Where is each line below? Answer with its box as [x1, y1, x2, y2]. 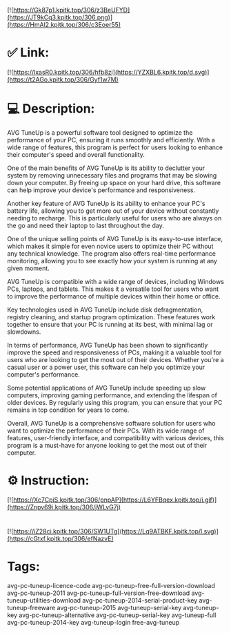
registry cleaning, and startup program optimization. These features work [7, 312, 216, 321]
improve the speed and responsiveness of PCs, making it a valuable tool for [7, 348, 222, 357]
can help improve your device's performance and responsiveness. [7, 186, 195, 194]
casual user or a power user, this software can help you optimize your [7, 363, 205, 371]
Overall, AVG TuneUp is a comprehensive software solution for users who [7, 419, 216, 427]
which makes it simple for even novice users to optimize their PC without [7, 242, 214, 250]
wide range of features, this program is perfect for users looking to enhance [7, 143, 223, 151]
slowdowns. [7, 328, 41, 336]
